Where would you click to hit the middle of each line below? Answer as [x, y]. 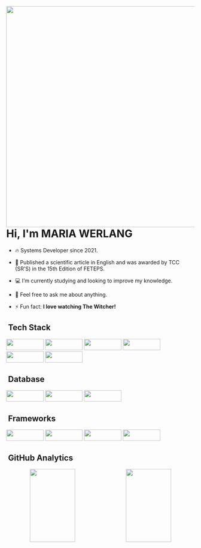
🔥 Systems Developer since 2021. [56, 250]
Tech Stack [29, 328]
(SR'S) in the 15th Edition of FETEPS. [60, 269]
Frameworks [32, 418]
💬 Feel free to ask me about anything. [61, 294]
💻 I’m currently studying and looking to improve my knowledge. [94, 281]
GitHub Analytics [41, 458]
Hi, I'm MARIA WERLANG [69, 234]
